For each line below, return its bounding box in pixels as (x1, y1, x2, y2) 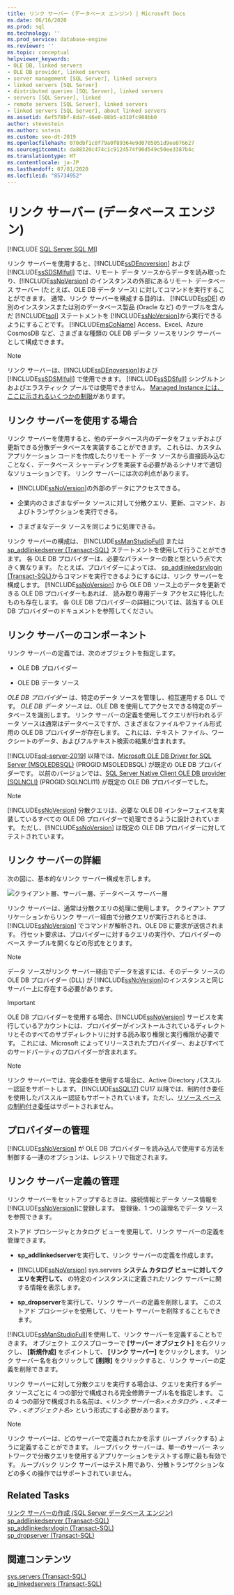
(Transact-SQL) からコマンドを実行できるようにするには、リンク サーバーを (7, 572, 224, 580)
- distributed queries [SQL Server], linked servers (7, 88, 164, 95)
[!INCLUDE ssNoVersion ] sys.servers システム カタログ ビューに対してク (17, 1266, 224, 1274)
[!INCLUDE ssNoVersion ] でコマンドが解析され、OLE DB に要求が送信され (7, 921, 218, 930)
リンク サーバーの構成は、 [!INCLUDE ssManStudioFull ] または (7, 537, 185, 545)
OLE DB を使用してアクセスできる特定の (95, 702, 211, 710)
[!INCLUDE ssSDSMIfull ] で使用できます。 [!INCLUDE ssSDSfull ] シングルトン (7, 375, 226, 383)
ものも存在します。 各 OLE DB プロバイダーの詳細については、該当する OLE (7, 598, 224, 607)
